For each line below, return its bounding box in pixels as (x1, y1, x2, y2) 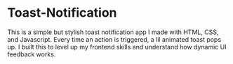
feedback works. (7, 50, 56, 58)
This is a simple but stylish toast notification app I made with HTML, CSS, (7, 28, 219, 36)
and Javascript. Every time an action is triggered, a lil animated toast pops (7, 35, 222, 43)
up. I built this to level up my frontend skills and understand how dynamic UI (7, 42, 227, 51)
